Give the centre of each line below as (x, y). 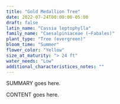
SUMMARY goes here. (33, 83)
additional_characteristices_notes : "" (55, 66)
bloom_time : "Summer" (33, 45)
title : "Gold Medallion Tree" (43, 12)
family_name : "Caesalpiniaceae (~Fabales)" (61, 34)
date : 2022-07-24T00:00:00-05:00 (47, 17)
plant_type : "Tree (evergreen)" (46, 39)
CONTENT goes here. (33, 95)
